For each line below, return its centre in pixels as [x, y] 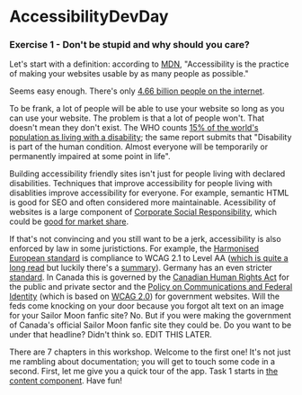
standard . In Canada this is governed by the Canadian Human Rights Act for [149, 277]
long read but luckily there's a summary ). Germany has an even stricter [141, 268]
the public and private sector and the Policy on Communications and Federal [151, 287]
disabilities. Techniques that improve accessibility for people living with [141, 184]
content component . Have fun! [66, 381]
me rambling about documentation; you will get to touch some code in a [142, 362]
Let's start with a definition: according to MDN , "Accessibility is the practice [149, 64]
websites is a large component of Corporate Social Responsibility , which [143, 212]
